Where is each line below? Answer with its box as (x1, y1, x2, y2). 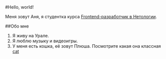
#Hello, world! (5, 4, 34, 10)
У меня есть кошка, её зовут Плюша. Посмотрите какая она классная (12, 43, 161, 49)
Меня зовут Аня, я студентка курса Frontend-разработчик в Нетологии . (5, 14, 157, 19)
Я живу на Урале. (12, 33, 50, 38)
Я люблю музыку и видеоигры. (12, 38, 78, 44)
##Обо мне (5, 23, 29, 29)
